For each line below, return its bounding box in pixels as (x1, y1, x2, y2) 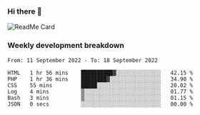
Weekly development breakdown (7, 41, 125, 51)
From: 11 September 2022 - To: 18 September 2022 (7, 56, 159, 64)
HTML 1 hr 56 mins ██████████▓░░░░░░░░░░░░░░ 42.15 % (7, 69, 194, 76)
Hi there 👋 (7, 6, 43, 16)
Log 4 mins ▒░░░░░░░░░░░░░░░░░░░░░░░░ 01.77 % (7, 88, 194, 95)
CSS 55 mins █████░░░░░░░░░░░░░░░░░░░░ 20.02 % (7, 81, 194, 89)
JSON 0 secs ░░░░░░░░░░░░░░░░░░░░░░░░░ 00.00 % (7, 100, 194, 108)
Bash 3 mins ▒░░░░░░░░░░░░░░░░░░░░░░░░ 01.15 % (7, 94, 194, 101)
